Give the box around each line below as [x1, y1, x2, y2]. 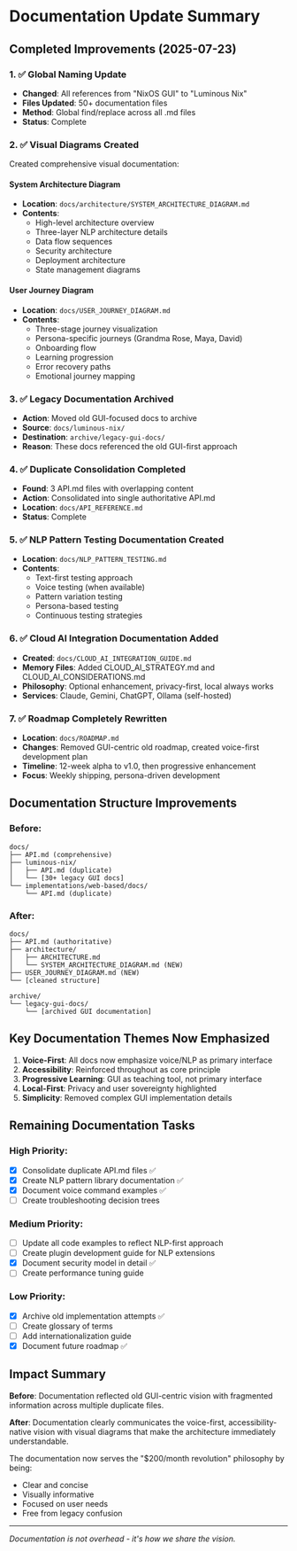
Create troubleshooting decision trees [21, 1195, 161, 1205]
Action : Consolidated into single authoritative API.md [21, 493, 216, 503]
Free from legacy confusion [21, 1508, 123, 1518]
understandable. [9, 1436, 69, 1446]
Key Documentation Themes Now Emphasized [9, 1031, 270, 1047]
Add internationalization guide [21, 1330, 132, 1341]
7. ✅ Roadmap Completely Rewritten [9, 712, 168, 724]
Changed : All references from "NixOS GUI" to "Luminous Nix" [21, 88, 247, 98]
